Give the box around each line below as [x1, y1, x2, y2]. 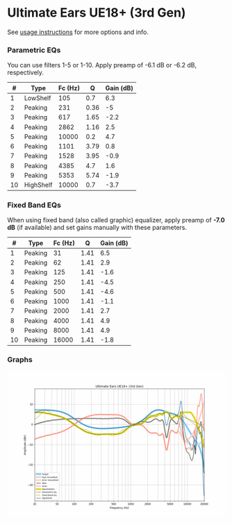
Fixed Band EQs [7, 200, 61, 210]
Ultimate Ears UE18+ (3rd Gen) [7, 5, 186, 21]
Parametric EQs [7, 45, 61, 55]
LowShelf [24, 94, 51, 102]
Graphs [7, 355, 33, 365]
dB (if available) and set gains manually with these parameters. [7, 224, 188, 232]
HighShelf [24, 181, 53, 189]
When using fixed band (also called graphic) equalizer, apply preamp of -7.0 [7, 216, 225, 224]
